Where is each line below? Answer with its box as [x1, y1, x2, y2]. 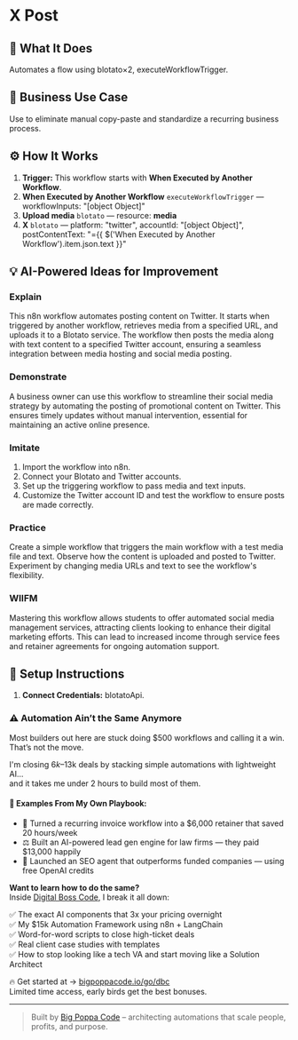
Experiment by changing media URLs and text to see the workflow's [9, 560, 257, 571]
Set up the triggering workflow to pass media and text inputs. [21, 480, 247, 491]
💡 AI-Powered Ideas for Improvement [9, 264, 219, 280]
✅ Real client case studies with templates [9, 939, 161, 949]
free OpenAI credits [21, 865, 95, 876]
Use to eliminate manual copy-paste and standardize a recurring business [9, 113, 279, 124]
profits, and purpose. [30, 1020, 108, 1031]
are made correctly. [21, 499, 94, 510]
